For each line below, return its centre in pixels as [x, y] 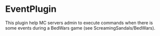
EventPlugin [31, 9]
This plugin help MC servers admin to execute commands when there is [79, 23]
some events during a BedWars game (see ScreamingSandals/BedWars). [80, 28]
